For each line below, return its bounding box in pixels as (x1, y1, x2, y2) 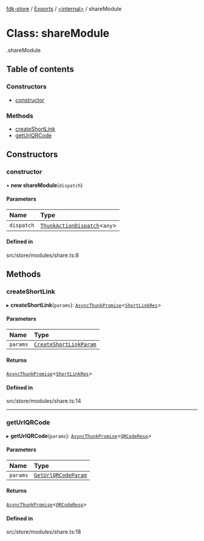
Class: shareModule (6, 27, 110, 40)
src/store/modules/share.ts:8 (6, 252, 79, 259)
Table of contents (6, 64, 74, 75)
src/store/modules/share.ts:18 (6, 528, 81, 536)
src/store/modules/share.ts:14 (6, 397, 81, 405)
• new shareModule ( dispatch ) (6, 181, 83, 189)
